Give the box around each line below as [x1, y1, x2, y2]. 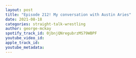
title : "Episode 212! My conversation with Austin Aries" [5, 12, 131, 17]
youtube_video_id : [5, 36, 44, 41]
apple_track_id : [5, 40, 40, 45]
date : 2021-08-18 [5, 17, 42, 22]
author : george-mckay [5, 26, 52, 31]
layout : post [5, 7, 33, 13]
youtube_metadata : [5, 45, 44, 50]
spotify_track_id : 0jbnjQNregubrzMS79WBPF [5, 31, 97, 36]
